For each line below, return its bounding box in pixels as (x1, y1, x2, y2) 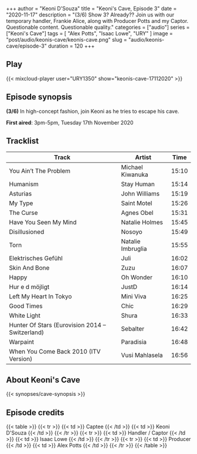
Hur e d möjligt (9, 283, 50, 291)
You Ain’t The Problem (9, 167, 71, 175)
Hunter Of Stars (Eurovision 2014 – (9, 321, 107, 329)
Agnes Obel (121, 208, 154, 217)
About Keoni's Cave (6, 375, 80, 385)
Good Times (9, 302, 43, 310)
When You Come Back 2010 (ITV (9, 348, 101, 356)
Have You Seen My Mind (9, 218, 77, 227)
